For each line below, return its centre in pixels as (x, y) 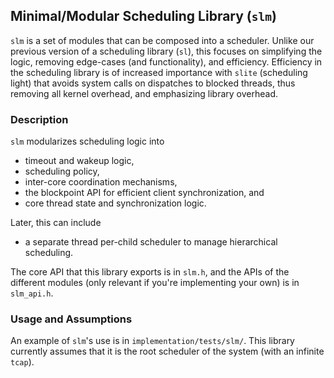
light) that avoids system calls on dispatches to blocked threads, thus (153, 83)
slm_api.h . (32, 293)
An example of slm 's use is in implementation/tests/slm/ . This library (152, 341)
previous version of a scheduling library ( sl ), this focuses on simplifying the (166, 51)
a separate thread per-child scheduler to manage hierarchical (151, 242)
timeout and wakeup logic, (79, 161)
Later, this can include (56, 223)
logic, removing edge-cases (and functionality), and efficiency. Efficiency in (166, 61)
